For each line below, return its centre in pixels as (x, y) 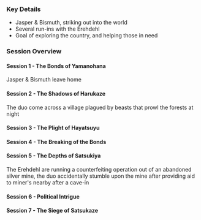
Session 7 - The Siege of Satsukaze (52, 211)
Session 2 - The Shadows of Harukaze (56, 94)
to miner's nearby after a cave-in (48, 183)
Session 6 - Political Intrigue (43, 196)
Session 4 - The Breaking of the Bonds (56, 142)
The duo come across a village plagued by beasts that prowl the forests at (100, 107)
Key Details (24, 9)
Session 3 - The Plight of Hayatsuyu (53, 128)
